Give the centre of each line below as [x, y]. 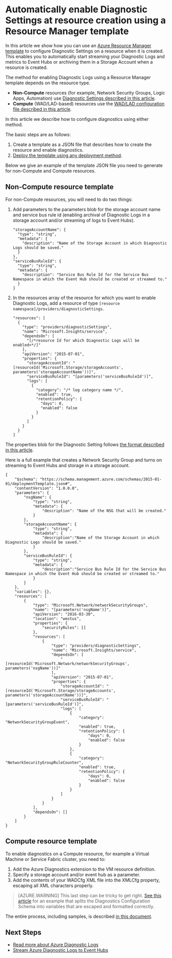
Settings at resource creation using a [85, 20]
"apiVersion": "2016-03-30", [64, 614]
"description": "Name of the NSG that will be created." [104, 511]
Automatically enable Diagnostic [77, 10]
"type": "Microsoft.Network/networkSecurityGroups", [90, 605]
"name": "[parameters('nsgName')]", [72, 610]
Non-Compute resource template [60, 187]
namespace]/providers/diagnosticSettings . [58, 308]
